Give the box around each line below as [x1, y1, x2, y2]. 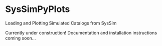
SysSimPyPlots [5, 3, 70, 15]
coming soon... [5, 35, 36, 41]
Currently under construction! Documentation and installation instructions [5, 29, 157, 35]
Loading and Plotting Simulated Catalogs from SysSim [5, 20, 117, 26]
